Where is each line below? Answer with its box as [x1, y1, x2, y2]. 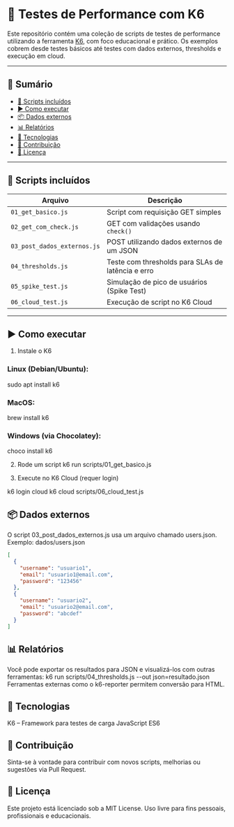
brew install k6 [7, 413, 49, 422]
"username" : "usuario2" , [19, 597, 92, 604]
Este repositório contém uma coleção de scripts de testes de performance [7, 29, 221, 38]
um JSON [107, 245, 139, 255]
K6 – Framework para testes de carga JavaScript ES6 [7, 719, 160, 728]
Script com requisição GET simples [107, 207, 221, 217]
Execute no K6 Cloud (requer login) [17, 474, 119, 482]
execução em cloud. [7, 52, 65, 60]
